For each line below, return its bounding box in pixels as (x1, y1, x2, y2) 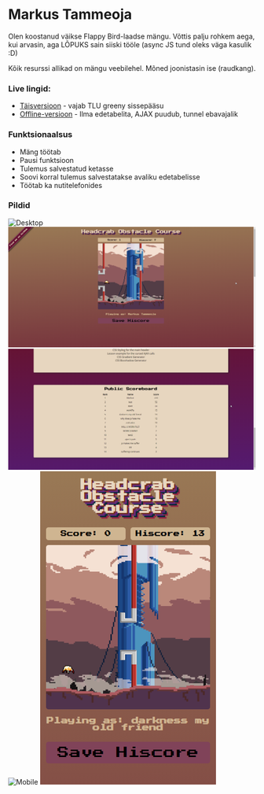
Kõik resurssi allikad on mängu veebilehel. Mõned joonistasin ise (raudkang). (8, 63, 256, 72)
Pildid (8, 200, 31, 211)
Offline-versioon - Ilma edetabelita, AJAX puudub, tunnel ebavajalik (19, 109, 238, 119)
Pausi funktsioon (19, 155, 75, 164)
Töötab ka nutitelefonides (19, 180, 103, 190)
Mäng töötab (19, 147, 61, 157)
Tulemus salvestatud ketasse (19, 164, 114, 173)
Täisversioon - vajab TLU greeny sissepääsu (19, 101, 164, 111)
